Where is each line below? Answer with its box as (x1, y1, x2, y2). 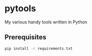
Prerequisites (4, 33, 46, 41)
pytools (4, 3, 36, 14)
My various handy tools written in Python (4, 19, 88, 25)
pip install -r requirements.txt (4, 46, 73, 51)
